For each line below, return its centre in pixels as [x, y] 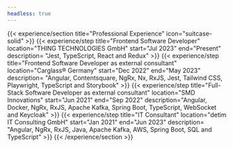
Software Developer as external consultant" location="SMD [111, 92]
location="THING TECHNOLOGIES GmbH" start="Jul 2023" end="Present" [114, 48]
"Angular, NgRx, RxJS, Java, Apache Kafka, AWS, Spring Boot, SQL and [110, 129]
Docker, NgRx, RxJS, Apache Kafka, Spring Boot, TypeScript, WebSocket [112, 107]
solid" [16, 41]
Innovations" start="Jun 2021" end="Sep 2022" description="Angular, [107, 100]
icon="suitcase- [189, 33]
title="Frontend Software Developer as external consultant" [92, 63]
